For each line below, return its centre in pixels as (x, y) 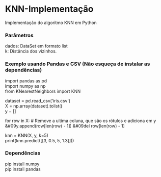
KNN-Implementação (49, 9)
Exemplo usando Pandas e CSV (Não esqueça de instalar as (78, 64)
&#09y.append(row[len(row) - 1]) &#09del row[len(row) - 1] (65, 126)
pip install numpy (22, 164)
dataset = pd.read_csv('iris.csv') (38, 101)
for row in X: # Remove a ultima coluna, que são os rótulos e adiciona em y (80, 121)
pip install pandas (23, 169)
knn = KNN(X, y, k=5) (27, 135)
